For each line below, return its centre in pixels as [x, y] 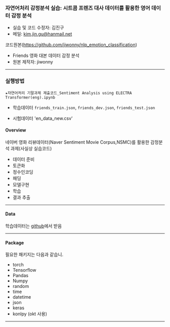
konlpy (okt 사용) [30, 314]
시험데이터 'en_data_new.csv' [43, 118]
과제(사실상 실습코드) [31, 148]
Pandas [20, 276]
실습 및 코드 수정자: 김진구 [38, 28]
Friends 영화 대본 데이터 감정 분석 [46, 56]
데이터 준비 [24, 159]
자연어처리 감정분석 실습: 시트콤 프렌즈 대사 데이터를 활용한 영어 [78, 8]
